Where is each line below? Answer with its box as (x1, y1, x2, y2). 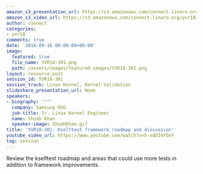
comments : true (6, 37, 45, 43)
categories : (6, 25, 36, 32)
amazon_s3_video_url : (6, 14, 61, 21)
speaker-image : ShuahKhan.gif (11, 121, 88, 127)
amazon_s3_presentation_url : (6, 8, 80, 15)
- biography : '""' (6, 98, 53, 105)
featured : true (11, 54, 50, 60)
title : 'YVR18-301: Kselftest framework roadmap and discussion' (6, 127, 174, 133)
